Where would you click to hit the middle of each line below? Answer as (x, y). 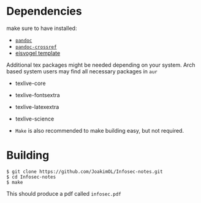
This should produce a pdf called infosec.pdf (64, 193)
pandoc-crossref (36, 47)
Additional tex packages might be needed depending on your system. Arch (101, 65)
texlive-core (30, 83)
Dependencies (44, 11)
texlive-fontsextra (37, 95)
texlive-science (35, 119)
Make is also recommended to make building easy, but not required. (100, 130)
